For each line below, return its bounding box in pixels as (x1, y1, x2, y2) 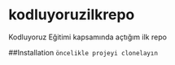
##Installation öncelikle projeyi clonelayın (8, 47, 159, 57)
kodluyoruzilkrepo (8, 6, 135, 24)
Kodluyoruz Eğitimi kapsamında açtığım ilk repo (8, 32, 167, 42)
